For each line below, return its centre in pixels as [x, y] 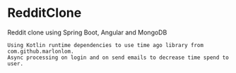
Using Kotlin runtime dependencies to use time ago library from [105, 45]
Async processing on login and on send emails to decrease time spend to [118, 58]
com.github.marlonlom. [41, 51]
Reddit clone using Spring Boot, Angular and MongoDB [87, 32]
